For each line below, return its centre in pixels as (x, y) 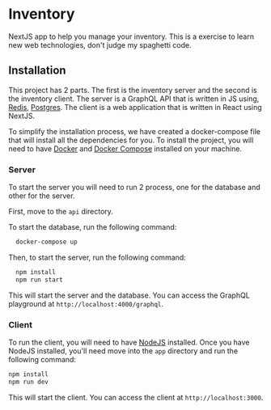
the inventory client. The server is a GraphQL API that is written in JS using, (134, 99)
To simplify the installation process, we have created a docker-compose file (135, 131)
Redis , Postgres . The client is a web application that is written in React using (135, 107)
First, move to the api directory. (61, 212)
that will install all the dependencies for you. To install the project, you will (131, 140)
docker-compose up (47, 242)
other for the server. (42, 196)
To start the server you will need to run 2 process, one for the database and (134, 188)
